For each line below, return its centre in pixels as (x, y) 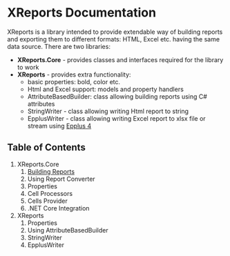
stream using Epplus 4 (59, 126)
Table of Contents (47, 147)
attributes (41, 104)
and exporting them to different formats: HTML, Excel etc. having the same (113, 39)
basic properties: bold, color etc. (74, 81)
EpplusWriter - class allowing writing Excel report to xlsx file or (116, 118)
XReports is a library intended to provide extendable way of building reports (115, 32)
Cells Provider (47, 201)
